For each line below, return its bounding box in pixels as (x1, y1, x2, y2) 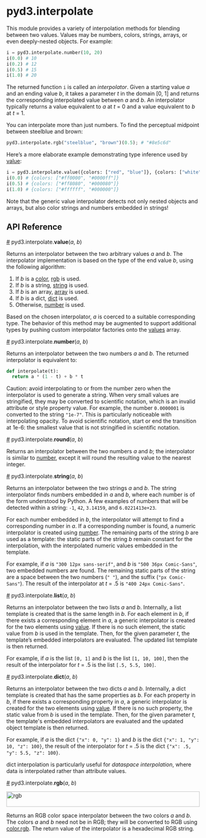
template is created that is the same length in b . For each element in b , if (6, 610, 189, 618)
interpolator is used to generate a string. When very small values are (6, 391, 179, 399)
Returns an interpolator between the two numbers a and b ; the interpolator (6, 448, 195, 455)
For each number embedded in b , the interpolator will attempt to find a (6, 516, 184, 523)
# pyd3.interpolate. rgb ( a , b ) (6, 779, 77, 786)
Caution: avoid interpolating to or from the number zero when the (6, 385, 171, 392)
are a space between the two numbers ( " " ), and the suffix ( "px (6, 574, 167, 581)
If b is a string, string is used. (15, 281, 89, 289)
